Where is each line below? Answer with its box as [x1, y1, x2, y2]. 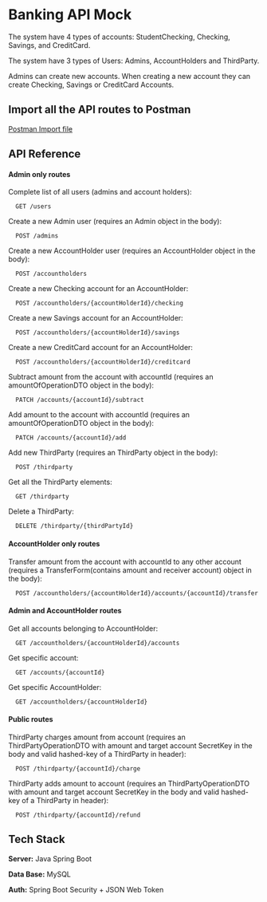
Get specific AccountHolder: [8, 682, 102, 691]
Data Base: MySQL [8, 869, 72, 879]
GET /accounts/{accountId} [15, 668, 105, 676]
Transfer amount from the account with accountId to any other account [8, 557, 241, 566]
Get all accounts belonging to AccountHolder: [8, 624, 159, 633]
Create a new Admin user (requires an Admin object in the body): [8, 217, 222, 226]
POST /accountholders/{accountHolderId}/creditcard [15, 358, 191, 366]
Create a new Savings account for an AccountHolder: [8, 313, 183, 323]
